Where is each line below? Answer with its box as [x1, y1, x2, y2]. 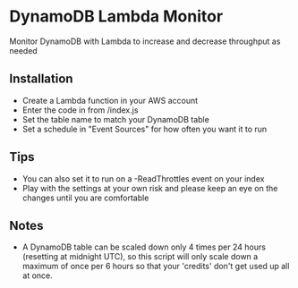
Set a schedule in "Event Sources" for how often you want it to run [21, 123, 268, 134]
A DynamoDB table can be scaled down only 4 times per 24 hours [21, 241, 267, 252]
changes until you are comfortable [21, 192, 149, 203]
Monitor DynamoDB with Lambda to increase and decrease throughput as [9, 36, 281, 47]
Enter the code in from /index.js [21, 105, 139, 115]
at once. [21, 270, 54, 281]
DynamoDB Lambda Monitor [9, 6, 224, 27]
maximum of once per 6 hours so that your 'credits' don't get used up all [21, 261, 290, 272]
